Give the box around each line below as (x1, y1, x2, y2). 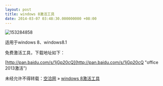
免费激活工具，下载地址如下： (5, 50, 65, 56)
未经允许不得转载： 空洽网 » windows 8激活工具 (5, 76, 100, 82)
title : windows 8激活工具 (5, 12, 55, 17)
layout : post (5, 7, 32, 12)
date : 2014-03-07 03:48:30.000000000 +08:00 (5, 16, 97, 21)
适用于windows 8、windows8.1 (5, 39, 67, 45)
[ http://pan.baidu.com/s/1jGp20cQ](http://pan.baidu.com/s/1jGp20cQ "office (5, 59, 159, 66)
